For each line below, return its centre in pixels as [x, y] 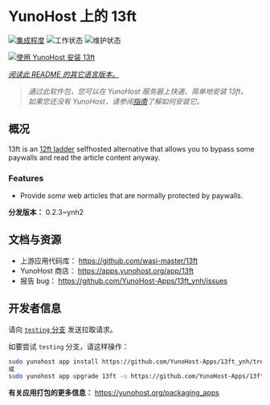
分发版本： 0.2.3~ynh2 [46, 213]
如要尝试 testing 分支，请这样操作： [69, 346]
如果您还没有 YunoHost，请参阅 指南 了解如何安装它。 [116, 101]
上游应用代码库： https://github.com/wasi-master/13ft [109, 261]
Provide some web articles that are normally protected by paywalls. [131, 196]
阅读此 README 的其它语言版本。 [64, 74]
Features [26, 178]
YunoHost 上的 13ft [73, 16]
